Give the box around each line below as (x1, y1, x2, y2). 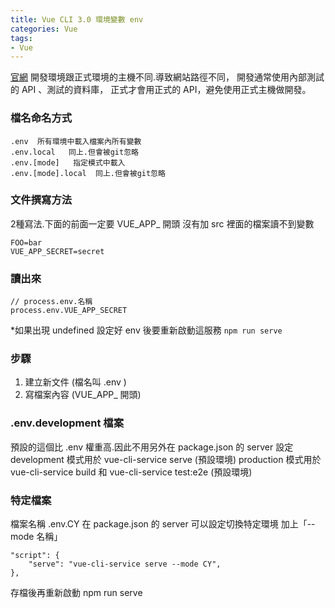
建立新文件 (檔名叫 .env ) (24, 376, 127, 388)
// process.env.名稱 (10, 297, 93, 307)
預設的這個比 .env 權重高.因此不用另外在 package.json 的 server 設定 (10, 441, 294, 453)
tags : (10, 33, 33, 43)
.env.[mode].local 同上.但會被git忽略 (10, 168, 166, 178)
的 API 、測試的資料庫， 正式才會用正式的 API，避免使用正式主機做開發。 (10, 84, 312, 96)
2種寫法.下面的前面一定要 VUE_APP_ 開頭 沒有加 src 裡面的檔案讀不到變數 (10, 217, 315, 230)
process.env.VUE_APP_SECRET (10, 306, 128, 316)
